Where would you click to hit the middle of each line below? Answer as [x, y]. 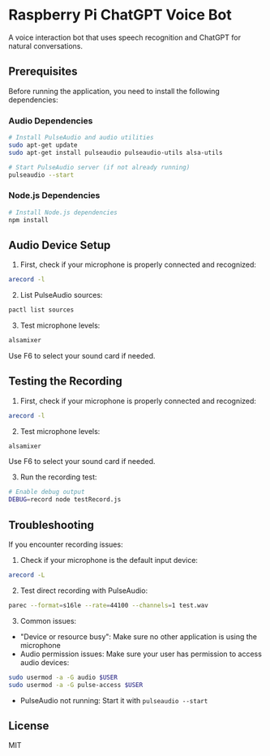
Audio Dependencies [51, 121]
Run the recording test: [58, 477]
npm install [28, 220]
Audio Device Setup [60, 245]
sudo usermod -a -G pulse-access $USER [76, 685]
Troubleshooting [51, 525]
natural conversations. [46, 45]
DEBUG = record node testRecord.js [65, 500]
